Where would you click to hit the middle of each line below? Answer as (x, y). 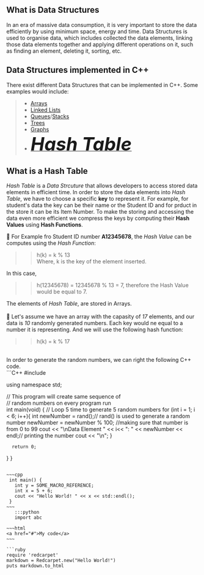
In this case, (22, 273)
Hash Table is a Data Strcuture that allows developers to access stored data (102, 186)
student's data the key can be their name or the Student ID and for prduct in (102, 205)
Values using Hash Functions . (45, 225)
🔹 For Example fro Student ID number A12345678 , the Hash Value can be (99, 237)
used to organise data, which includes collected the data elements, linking (100, 38)
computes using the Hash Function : (51, 243)
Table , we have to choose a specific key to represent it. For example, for (97, 199)
